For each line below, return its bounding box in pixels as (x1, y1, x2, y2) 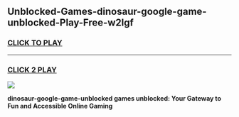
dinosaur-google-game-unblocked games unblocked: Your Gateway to (7, 94, 222, 102)
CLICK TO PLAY (7, 38, 63, 48)
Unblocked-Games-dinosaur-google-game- (7, 6, 207, 18)
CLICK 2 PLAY (7, 65, 57, 74)
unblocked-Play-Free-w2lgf (7, 17, 134, 29)
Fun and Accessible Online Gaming (7, 101, 113, 110)
